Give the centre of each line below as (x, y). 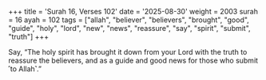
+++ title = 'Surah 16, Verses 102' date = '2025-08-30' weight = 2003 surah (133, 11)
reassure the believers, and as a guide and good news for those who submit (133, 60)
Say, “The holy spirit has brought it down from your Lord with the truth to (128, 52)
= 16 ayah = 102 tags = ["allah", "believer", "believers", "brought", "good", (129, 20)
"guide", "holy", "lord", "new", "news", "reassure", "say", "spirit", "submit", (129, 28)
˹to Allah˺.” (25, 69)
